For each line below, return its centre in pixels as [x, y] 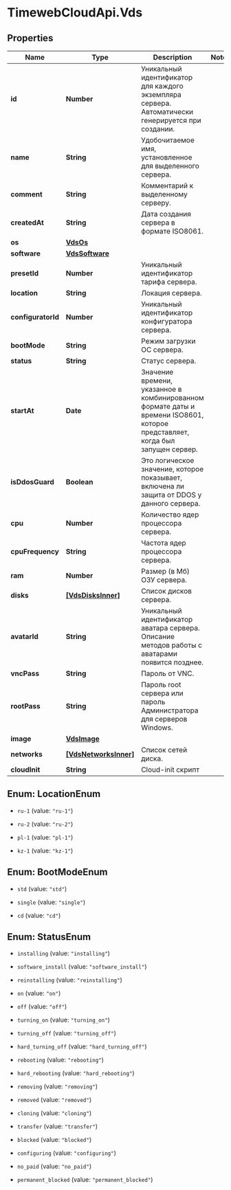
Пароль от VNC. [167, 673]
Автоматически [167, 112]
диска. [152, 759]
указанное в [161, 389]
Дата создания [166, 214]
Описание [158, 637]
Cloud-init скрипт [170, 770]
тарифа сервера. [169, 282]
